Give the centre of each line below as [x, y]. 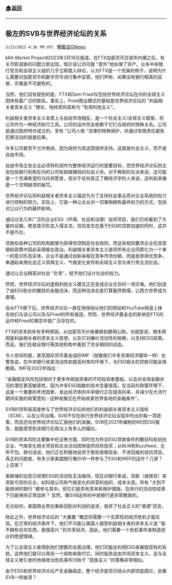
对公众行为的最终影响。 [30, 208]
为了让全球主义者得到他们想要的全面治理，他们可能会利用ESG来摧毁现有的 [84, 547]
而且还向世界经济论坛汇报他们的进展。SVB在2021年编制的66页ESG [85, 422]
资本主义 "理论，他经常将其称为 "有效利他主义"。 [66, 107]
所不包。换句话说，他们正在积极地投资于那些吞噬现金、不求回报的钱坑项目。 [86, 452]
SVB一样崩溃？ [21, 577]
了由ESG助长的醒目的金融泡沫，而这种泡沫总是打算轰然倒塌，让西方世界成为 [86, 290]
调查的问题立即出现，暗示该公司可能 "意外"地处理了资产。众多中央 [89, 64]
